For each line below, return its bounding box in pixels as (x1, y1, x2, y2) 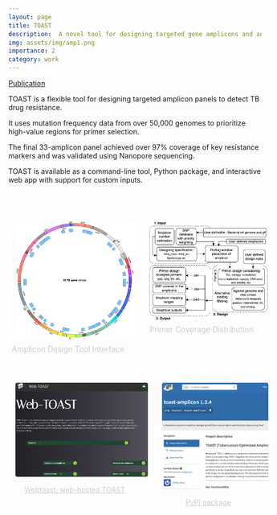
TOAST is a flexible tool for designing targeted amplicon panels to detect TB (8, 94, 259, 104)
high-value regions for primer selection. (8, 127, 140, 136)
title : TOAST (8, 21, 52, 30)
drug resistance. (8, 103, 63, 112)
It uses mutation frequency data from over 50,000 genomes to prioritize (8, 118, 246, 128)
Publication (8, 79, 46, 88)
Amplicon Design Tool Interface (11, 344, 125, 354)
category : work (8, 56, 59, 64)
